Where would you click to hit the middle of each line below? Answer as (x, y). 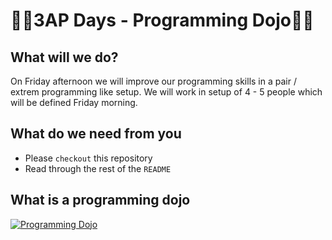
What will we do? (64, 57)
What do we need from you (96, 134)
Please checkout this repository (88, 158)
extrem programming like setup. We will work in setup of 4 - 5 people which (166, 92)
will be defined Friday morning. (74, 102)
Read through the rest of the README (98, 168)
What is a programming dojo (100, 200)
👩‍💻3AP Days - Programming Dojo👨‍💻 (162, 20)
